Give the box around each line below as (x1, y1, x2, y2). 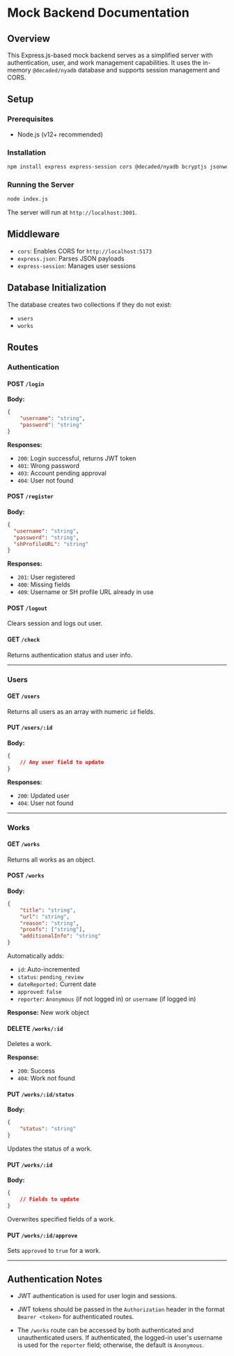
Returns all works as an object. (7, 855, 95, 864)
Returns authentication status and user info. (7, 650, 133, 659)
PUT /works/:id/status (7, 1090, 75, 1098)
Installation (7, 148, 47, 157)
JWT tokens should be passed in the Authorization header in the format (17, 1304, 225, 1314)
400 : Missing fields (17, 580, 71, 589)
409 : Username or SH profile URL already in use (17, 588, 154, 596)
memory (7, 66, 31, 74)
